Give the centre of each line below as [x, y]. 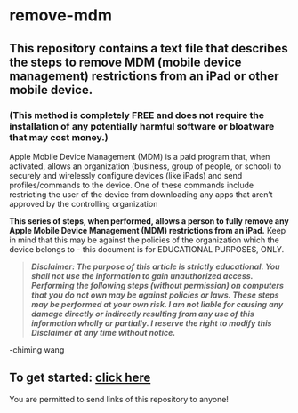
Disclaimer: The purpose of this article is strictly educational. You [155, 266]
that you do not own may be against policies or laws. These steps [155, 295]
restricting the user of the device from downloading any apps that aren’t [141, 194]
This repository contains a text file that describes [149, 48]
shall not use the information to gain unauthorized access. [142, 275]
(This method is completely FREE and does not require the [137, 115]
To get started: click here [80, 378]
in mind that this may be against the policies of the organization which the [145, 240]
